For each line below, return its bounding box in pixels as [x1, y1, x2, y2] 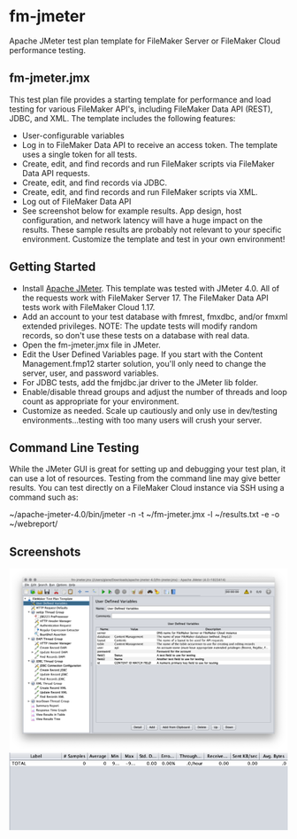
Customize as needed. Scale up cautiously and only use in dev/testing [21, 405, 278, 416]
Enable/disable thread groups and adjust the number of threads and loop [21, 386, 287, 397]
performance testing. [9, 44, 87, 55]
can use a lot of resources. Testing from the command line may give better [9, 473, 281, 484]
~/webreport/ [9, 518, 58, 529]
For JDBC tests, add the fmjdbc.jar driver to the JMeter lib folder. [21, 377, 259, 387]
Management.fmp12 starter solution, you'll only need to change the [21, 358, 267, 369]
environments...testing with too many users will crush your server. [21, 415, 263, 425]
